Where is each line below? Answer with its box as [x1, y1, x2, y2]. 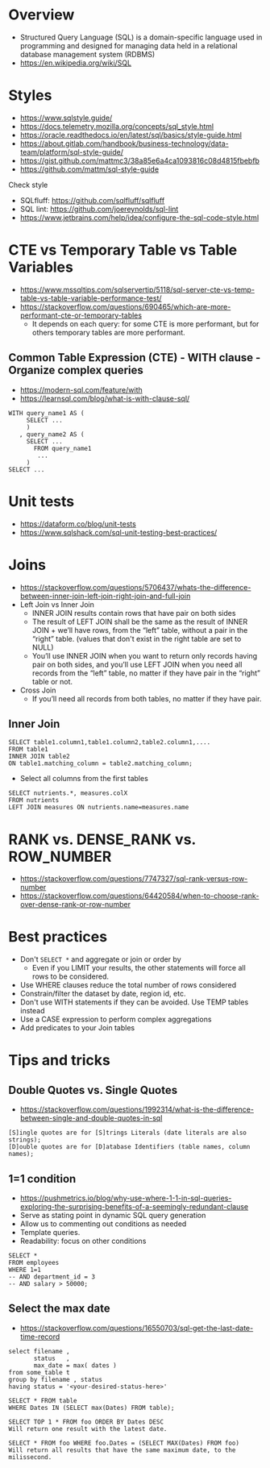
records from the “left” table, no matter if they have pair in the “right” [31, 667, 260, 678]
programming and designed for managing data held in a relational [19, 40, 238, 50]
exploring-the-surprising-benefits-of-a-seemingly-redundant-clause [19, 1202, 249, 1211]
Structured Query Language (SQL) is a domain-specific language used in [19, 32, 263, 42]
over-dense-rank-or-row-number [19, 900, 131, 909]
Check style [8, 180, 48, 189]
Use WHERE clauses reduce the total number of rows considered [19, 980, 237, 990]
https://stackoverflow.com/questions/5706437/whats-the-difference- [19, 582, 251, 592]
